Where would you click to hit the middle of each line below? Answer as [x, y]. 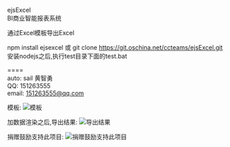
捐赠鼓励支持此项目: [36, 137]
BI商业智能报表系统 [34, 18]
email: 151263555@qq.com [46, 93]
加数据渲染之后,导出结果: [43, 122]
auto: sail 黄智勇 [30, 78]
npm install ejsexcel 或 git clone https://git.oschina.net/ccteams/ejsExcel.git [115, 47]
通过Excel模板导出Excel [41, 33]
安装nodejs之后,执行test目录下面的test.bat [67, 56]
